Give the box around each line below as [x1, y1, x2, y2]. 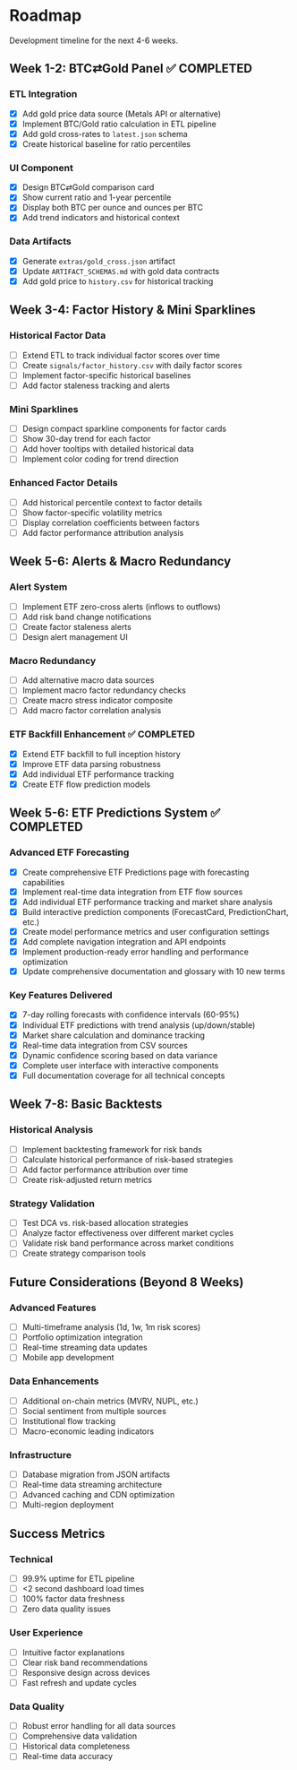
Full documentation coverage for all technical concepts [21, 1070, 225, 1081]
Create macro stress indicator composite [21, 695, 173, 706]
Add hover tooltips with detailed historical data [21, 444, 194, 454]
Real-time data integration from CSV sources [21, 1040, 188, 1050]
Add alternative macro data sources [21, 675, 155, 686]
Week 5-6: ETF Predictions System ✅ [9, 806, 221, 821]
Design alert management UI [21, 631, 128, 642]
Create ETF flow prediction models [21, 779, 150, 790]
